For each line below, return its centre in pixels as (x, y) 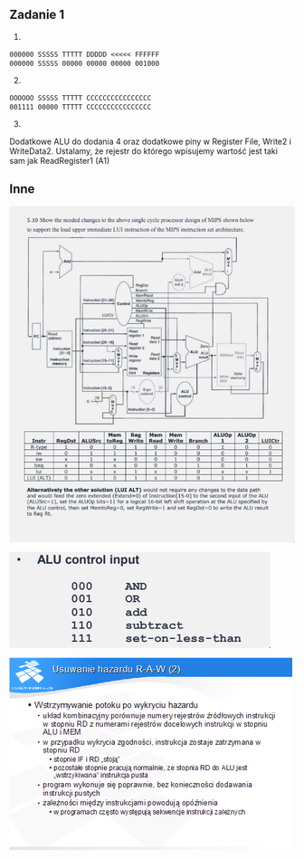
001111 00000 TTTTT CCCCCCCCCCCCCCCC (81, 107)
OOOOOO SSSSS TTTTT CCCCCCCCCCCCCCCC (81, 98)
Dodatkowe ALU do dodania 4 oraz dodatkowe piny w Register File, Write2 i (151, 141)
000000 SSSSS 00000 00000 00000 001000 (85, 63)
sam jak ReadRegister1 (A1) (60, 160)
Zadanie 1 (37, 15)
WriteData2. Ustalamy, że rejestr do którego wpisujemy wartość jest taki (144, 151)
